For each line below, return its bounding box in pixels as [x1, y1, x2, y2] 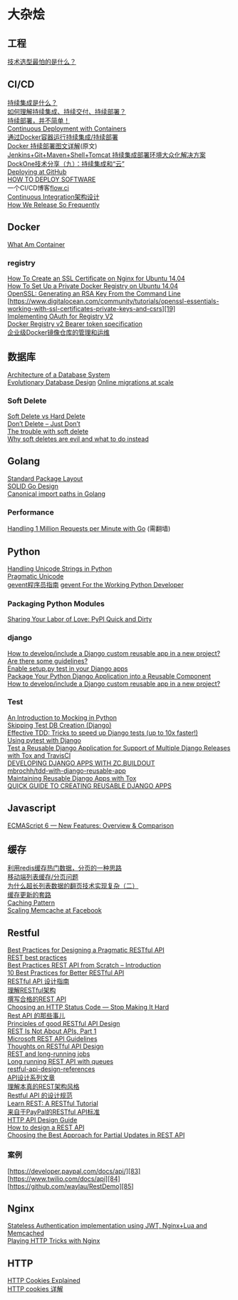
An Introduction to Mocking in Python [7, 713, 118, 721]
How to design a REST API [7, 1123, 85, 1132]
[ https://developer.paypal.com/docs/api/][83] [7, 1167, 141, 1175]
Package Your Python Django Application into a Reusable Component [7, 671, 212, 680]
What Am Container [7, 240, 66, 248]
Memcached [7, 1229, 45, 1238]
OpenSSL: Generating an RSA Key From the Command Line [7, 289, 181, 298]
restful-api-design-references [7, 1065, 95, 1074]
